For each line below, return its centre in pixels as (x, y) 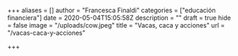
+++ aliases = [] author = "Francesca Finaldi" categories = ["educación (112, 10)
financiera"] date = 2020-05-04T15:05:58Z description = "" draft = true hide (119, 18)
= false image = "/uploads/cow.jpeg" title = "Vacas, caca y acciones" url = (116, 25)
